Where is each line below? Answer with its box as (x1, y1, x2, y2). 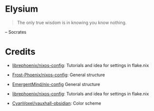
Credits (5, 46, 36, 57)
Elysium (5, 3, 38, 15)
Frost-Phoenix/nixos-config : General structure (12, 72, 105, 78)
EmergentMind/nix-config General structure (12, 81, 100, 87)
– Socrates (5, 29, 27, 35)
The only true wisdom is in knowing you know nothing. (17, 20, 127, 25)
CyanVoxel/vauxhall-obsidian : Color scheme (12, 100, 101, 106)
